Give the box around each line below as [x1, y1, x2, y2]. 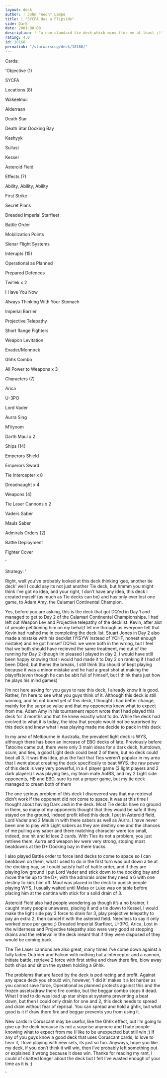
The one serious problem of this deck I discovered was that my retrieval [5, 791, 153, 797]
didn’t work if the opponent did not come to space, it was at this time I [5, 796, 149, 802]
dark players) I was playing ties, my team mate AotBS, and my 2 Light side [5, 770, 157, 776]
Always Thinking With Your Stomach [5, 299, 80, 305]
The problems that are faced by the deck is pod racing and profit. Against [5, 972, 156, 978]
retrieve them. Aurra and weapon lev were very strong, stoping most [5, 838, 145, 844]
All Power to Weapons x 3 [5, 366, 58, 372]
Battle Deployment [5, 539, 43, 545]
